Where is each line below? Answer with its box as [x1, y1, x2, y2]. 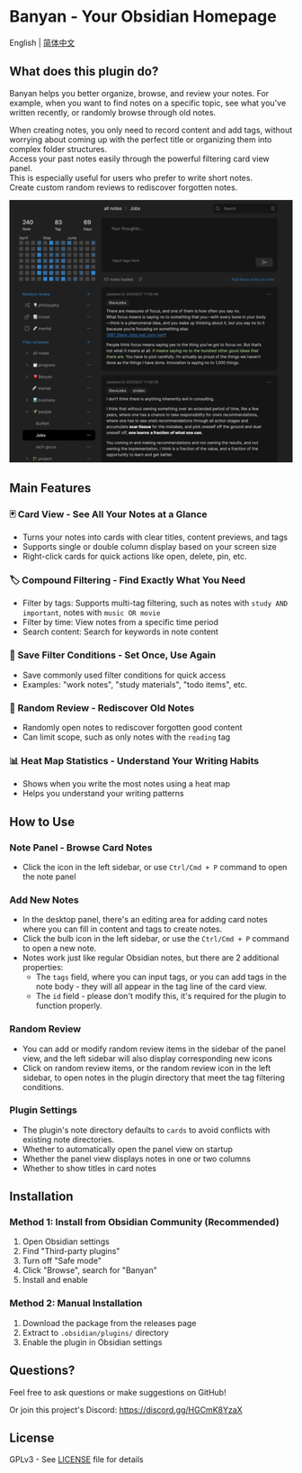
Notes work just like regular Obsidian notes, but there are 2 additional [22, 952, 280, 963]
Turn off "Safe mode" [22, 1255, 102, 1267]
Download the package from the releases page [22, 1317, 197, 1328]
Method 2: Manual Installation [9, 1297, 143, 1310]
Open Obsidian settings [22, 1236, 110, 1247]
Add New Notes [9, 894, 79, 906]
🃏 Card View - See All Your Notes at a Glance [9, 507, 209, 520]
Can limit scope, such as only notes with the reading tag [22, 732, 231, 742]
